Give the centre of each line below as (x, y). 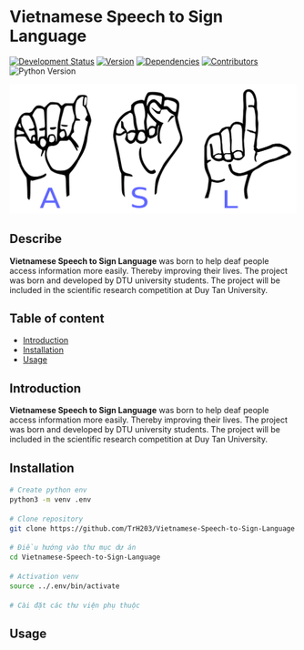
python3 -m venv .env (51, 499)
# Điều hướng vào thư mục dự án (73, 548)
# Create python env (49, 490)
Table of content (57, 319)
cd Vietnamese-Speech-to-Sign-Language (85, 557)
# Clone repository (46, 519)
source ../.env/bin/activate (65, 586)
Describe (35, 239)
